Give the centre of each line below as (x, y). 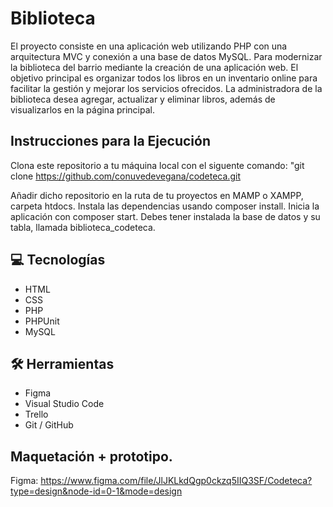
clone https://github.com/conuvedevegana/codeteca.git (125, 176)
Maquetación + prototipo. (91, 456)
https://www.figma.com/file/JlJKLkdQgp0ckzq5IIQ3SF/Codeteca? (176, 481)
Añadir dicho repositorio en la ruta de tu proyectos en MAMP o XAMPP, (157, 195)
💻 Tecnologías (58, 260)
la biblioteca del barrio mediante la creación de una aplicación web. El (154, 67)
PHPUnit (42, 321)
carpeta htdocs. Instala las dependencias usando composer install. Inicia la (165, 206)
